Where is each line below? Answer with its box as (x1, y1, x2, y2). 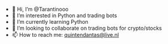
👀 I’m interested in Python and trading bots (11, 12, 118, 19)
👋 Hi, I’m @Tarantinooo (11, 6, 69, 12)
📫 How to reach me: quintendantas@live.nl (11, 32, 120, 38)
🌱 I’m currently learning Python (11, 18, 88, 25)
